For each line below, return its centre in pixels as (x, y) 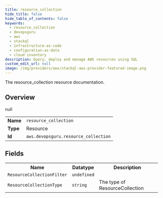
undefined (83, 175)
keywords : (15, 23)
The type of (112, 182)
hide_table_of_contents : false (37, 18)
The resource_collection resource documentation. (55, 82)
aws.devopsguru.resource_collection (68, 136)
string (80, 185)
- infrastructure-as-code (36, 46)
